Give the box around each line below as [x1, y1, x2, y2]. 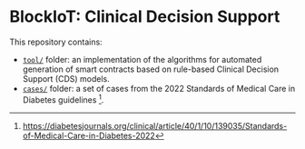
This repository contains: [9, 36, 103, 47]
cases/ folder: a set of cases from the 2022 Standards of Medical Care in [22, 83, 296, 94]
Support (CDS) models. [22, 73, 111, 84]
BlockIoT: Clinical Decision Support [9, 6, 280, 27]
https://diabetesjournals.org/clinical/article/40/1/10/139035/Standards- [22, 120, 288, 131]
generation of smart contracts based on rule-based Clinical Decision [22, 64, 280, 74]
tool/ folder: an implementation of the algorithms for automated [22, 54, 262, 65]
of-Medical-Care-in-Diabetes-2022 [22, 130, 156, 141]
